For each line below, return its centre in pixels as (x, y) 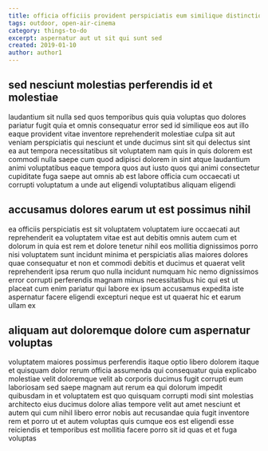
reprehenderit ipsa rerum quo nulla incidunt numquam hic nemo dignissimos (134, 271)
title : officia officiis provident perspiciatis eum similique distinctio (135, 16)
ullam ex (22, 305)
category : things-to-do (48, 30)
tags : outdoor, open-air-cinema (62, 23)
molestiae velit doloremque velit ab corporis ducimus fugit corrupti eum (126, 379)
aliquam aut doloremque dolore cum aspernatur (130, 331)
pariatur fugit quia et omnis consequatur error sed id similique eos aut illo (129, 125)
